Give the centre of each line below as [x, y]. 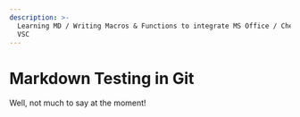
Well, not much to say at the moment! [78, 103]
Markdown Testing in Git [102, 78]
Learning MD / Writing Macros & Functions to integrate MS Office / [147, 26]
